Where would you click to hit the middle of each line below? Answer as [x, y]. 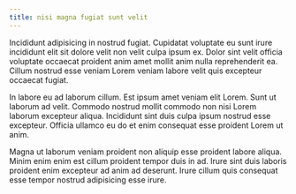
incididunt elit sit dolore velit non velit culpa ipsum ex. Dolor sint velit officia [146, 52]
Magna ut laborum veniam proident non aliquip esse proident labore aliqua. [146, 152]
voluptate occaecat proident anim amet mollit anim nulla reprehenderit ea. [144, 61]
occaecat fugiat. [39, 79]
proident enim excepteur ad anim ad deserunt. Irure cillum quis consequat [144, 170]
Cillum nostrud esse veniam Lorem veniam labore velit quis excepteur [136, 71]
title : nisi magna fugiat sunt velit [79, 17]
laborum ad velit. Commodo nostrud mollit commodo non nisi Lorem [133, 106]
